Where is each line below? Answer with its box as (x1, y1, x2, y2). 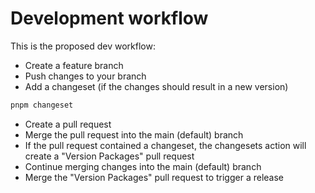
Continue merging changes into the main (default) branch (24, 160, 262, 172)
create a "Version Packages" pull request (24, 150, 195, 162)
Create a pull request (24, 118, 112, 130)
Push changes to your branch (24, 70, 147, 82)
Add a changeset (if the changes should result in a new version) (24, 80, 289, 92)
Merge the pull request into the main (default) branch (24, 128, 244, 141)
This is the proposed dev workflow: (10, 40, 156, 52)
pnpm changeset (10, 100, 74, 110)
